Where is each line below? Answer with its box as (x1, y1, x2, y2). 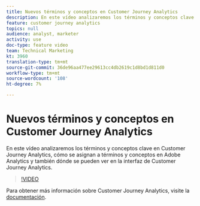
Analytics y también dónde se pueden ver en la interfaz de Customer (6, 157, 176, 165)
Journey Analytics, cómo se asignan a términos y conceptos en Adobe (6, 151, 181, 158)
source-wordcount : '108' (6, 75, 68, 81)
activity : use (6, 37, 42, 43)
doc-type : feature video (6, 43, 68, 49)
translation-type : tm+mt (6, 59, 68, 65)
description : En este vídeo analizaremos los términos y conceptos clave (6, 14, 195, 20)
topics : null (6, 25, 39, 32)
